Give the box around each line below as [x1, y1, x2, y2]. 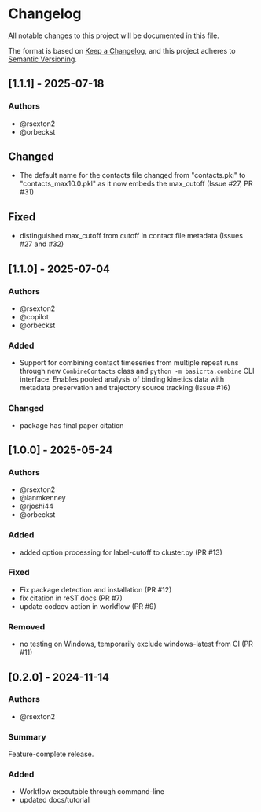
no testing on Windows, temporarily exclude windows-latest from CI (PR [19, 639, 253, 649]
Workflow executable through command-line [19, 787, 165, 796]
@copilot [19, 312, 50, 321]
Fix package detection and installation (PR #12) [19, 585, 172, 594]
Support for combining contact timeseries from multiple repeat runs [19, 358, 239, 367]
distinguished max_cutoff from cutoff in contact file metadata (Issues [19, 231, 244, 241]
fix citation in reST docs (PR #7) [19, 593, 123, 603]
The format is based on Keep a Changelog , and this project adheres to [8, 46, 236, 55]
